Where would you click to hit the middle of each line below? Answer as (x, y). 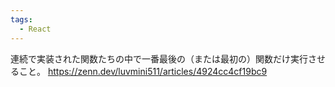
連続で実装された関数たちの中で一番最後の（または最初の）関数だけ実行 (159, 58)
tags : (21, 19)
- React (35, 29)
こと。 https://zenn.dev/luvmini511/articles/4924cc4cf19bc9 (143, 71)
